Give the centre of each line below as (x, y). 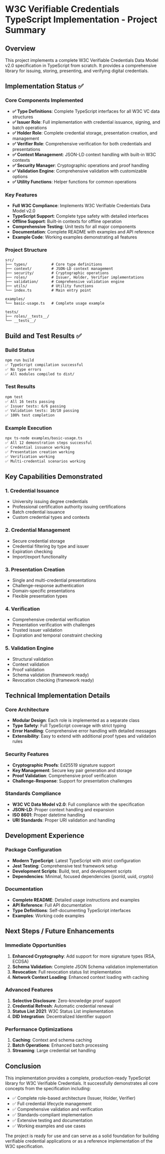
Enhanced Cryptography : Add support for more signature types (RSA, (84, 956)
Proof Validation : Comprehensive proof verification (64, 776)
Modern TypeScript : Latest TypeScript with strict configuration (77, 860)
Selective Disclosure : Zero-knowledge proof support (66, 1001)
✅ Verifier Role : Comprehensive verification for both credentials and (82, 143)
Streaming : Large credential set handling (54, 1051)
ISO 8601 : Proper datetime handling (49, 815)
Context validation (31, 664)
